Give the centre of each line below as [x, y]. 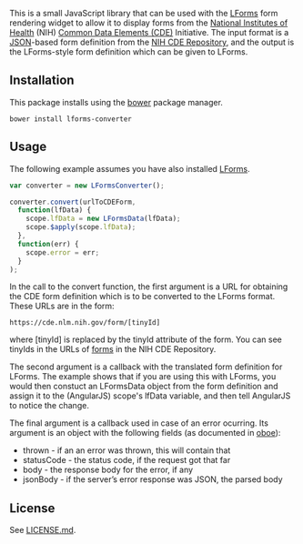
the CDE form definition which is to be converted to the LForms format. [142, 297]
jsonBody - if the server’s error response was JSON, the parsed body [153, 479]
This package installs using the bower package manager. [116, 102]
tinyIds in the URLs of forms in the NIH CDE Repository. [113, 349]
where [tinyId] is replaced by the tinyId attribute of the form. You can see [146, 339]
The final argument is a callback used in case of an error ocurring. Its [139, 423]
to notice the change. [49, 406]
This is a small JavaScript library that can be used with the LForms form [144, 13]
